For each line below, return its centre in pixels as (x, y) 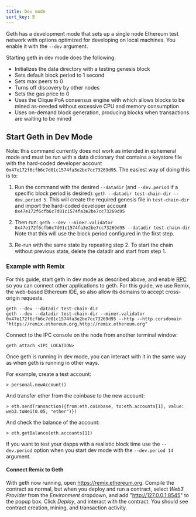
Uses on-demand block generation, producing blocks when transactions (102, 112)
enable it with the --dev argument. (47, 46)
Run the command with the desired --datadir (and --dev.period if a (96, 187)
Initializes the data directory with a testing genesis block (82, 69)
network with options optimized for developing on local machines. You (91, 40)
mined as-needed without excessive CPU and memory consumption (97, 106)
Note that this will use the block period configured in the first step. (94, 234)
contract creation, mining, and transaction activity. (67, 508)
